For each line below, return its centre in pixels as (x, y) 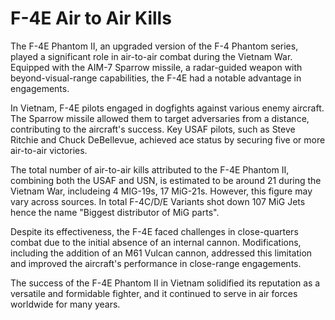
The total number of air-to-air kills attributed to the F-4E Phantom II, (150, 169)
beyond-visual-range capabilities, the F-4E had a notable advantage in (156, 78)
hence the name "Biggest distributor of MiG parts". (115, 212)
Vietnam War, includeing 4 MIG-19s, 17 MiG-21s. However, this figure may (161, 191)
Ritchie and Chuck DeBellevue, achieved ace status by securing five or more (168, 139)
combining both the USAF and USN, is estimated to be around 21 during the (166, 180)
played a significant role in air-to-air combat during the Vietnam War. (151, 56)
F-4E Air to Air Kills (91, 18)
